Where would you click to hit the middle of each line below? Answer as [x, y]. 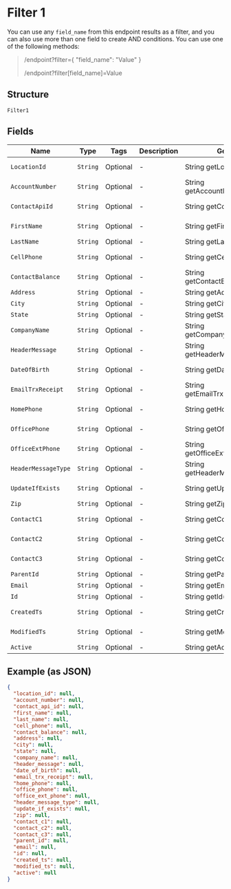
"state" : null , [35, 751]
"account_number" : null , [49, 700]
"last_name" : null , [41, 719]
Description [159, 151]
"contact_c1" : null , [43, 822]
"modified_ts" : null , [44, 866]
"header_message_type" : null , [56, 802]
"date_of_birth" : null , [47, 770]
